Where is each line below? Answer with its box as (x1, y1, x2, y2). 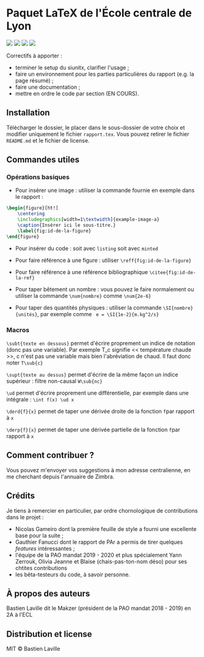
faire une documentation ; (15, 83, 81, 91)
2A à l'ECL (6, 611, 33, 618)
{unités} (15, 311, 38, 317)
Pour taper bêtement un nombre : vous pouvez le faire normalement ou (15, 285, 194, 293)
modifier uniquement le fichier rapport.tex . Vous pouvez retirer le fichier (6, 130, 189, 138)
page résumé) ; (15, 76, 54, 84)
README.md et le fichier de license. (6, 136, 90, 144)
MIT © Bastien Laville (6, 645, 60, 653)
